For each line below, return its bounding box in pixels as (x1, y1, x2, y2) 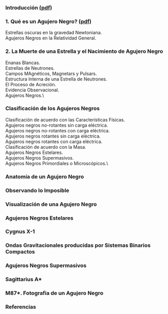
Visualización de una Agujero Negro (5, 201, 97, 208)
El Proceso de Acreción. (5, 81, 57, 87)
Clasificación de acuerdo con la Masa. (5, 144, 86, 150)
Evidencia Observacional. (5, 87, 60, 93)
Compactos (5, 248, 35, 256)
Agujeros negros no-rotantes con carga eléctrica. (5, 127, 110, 133)
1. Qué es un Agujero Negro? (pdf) (5, 17, 91, 25)
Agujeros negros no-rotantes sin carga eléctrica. (5, 122, 108, 128)
